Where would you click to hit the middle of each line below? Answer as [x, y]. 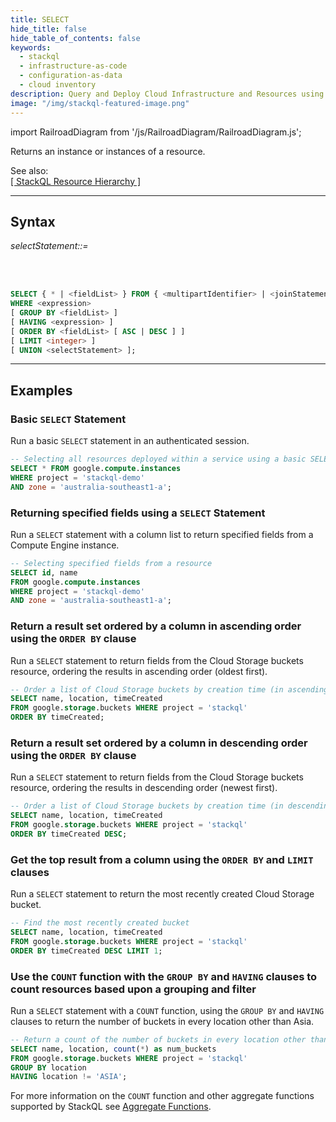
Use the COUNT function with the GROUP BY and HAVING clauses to [164, 976]
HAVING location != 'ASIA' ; [69, 1077]
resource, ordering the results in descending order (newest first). [144, 788]
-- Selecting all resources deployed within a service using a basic [158, 459]
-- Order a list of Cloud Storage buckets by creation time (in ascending [169, 689]
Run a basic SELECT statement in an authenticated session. [130, 441]
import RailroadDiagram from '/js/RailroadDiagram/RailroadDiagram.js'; [156, 132]
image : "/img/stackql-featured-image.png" [100, 103]
